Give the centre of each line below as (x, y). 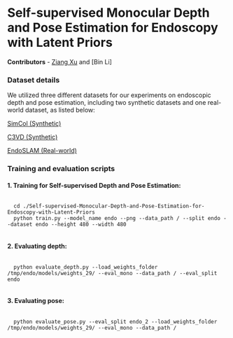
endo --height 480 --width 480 (81, 225)
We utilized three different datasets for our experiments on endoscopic (109, 95)
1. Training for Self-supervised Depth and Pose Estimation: (94, 185)
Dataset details (34, 80)
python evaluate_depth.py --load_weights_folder (86, 267)
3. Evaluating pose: (36, 301)
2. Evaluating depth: (37, 246)
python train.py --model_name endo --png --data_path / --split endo (117, 219)
